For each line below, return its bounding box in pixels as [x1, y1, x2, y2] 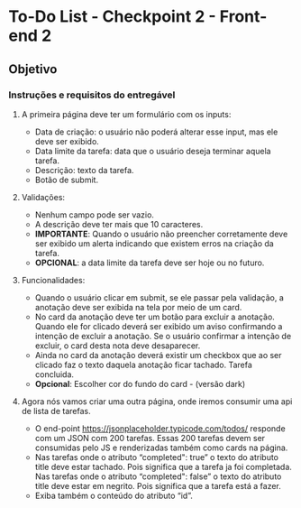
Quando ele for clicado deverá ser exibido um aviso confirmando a [34, 320, 283, 331]
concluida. [34, 368, 74, 380]
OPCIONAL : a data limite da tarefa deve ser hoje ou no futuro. [34, 257, 265, 268]
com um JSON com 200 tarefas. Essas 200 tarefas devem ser [34, 432, 266, 443]
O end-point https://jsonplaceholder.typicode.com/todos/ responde [34, 422, 286, 434]
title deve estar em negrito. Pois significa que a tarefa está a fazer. [34, 480, 281, 491]
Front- [219, 6, 268, 27]
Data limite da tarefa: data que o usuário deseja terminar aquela [34, 145, 271, 156]
